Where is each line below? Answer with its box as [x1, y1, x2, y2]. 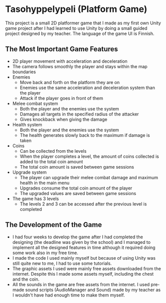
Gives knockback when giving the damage [19, 116, 108, 122]
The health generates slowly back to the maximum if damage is [19, 132, 151, 138]
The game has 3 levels [12, 196, 59, 202]
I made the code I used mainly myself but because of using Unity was [12, 255, 156, 261]
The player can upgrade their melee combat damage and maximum [19, 174, 159, 180]
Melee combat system [12, 101, 58, 106]
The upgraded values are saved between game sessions [19, 190, 136, 196]
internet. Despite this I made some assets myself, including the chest [12, 271, 154, 277]
